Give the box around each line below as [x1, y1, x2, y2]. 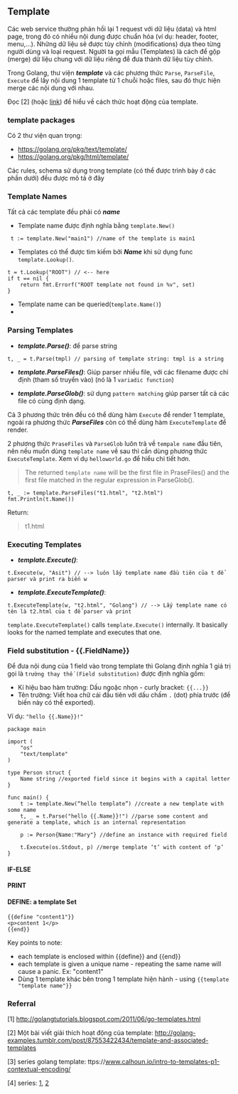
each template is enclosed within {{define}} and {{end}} [17, 952, 181, 960]
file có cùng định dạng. [17, 396, 86, 405]
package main [7, 726, 46, 733]
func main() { [7, 794, 50, 801]
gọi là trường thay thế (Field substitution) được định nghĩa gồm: [7, 669, 205, 678]
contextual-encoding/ [7, 1065, 71, 1073]
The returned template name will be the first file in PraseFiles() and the [24, 468, 229, 477]
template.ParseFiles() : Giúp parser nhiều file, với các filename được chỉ [17, 367, 229, 376]
